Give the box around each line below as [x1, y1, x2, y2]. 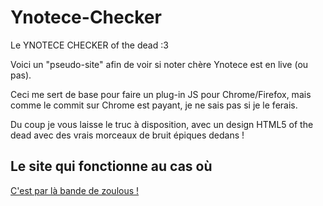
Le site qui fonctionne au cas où [10, 158, 213, 175]
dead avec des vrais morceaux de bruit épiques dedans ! [10, 129, 245, 141]
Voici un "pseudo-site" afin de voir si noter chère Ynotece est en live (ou [10, 58, 309, 70]
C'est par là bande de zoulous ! [10, 184, 140, 196]
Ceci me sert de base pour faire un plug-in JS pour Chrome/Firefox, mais [10, 88, 312, 100]
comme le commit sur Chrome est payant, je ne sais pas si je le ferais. [10, 99, 298, 111]
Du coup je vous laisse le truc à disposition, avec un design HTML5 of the [10, 118, 314, 130]
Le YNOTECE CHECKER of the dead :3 [10, 39, 169, 51]
